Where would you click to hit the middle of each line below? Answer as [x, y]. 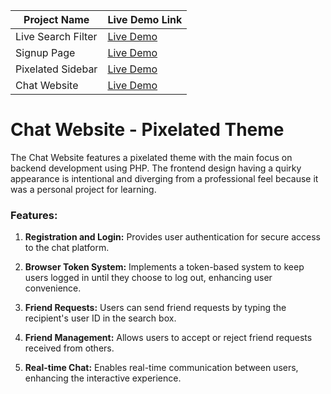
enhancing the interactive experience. [103, 378]
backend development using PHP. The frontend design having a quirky [156, 168]
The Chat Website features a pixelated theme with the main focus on [151, 157]
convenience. [53, 288]
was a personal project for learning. [83, 189]
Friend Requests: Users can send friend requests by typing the [155, 308]
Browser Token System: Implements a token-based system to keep [164, 267]
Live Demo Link [145, 19]
